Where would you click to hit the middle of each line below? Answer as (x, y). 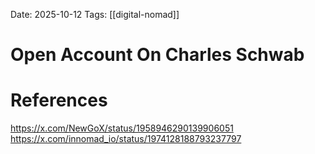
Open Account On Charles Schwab (157, 55)
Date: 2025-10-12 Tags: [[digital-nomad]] (95, 14)
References (59, 100)
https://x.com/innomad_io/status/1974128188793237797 (126, 139)
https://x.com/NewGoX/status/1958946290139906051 (122, 128)
